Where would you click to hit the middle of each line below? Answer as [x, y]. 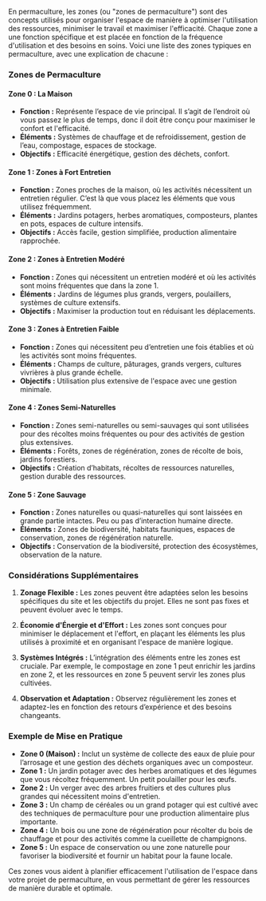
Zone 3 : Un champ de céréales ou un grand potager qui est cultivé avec [139, 804]
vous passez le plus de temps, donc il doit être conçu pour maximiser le [138, 120]
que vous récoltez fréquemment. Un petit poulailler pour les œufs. [128, 779]
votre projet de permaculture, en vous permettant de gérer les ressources [129, 879]
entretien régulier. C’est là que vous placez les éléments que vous [127, 198]
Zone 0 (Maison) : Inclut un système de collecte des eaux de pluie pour [137, 753]
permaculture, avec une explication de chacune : [88, 54]
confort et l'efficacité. [55, 129]
